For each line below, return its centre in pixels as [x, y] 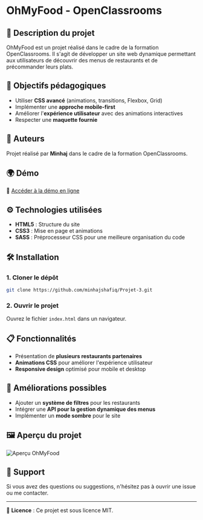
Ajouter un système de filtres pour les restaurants [78, 402]
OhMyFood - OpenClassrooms [84, 11]
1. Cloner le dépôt [32, 278]
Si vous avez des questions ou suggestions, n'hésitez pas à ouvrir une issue [101, 487]
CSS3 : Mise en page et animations [59, 231]
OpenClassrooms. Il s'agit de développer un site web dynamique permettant [101, 54]
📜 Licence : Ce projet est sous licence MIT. [60, 510]
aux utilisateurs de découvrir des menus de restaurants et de [82, 60]
